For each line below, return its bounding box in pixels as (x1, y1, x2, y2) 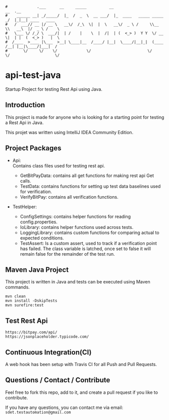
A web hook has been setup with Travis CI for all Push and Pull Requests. (5, 362, 157, 367)
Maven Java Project (5, 265, 69, 274)
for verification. (20, 189, 52, 195)
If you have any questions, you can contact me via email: (5, 404, 124, 410)
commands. (5, 284, 30, 290)
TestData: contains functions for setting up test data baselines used (20, 183, 161, 189)
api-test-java (5, 70, 61, 81)
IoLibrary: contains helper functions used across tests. (20, 224, 134, 230)
